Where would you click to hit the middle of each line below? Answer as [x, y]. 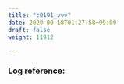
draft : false [29, 30]
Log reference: [37, 71]
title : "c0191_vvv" [40, 15]
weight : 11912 [31, 37]
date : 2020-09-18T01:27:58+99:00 [62, 23]
